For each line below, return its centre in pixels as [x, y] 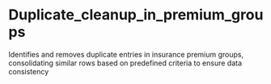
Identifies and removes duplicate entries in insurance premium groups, [126, 54]
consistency [29, 71]
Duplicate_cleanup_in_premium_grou [136, 15]
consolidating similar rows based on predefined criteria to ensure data [125, 63]
